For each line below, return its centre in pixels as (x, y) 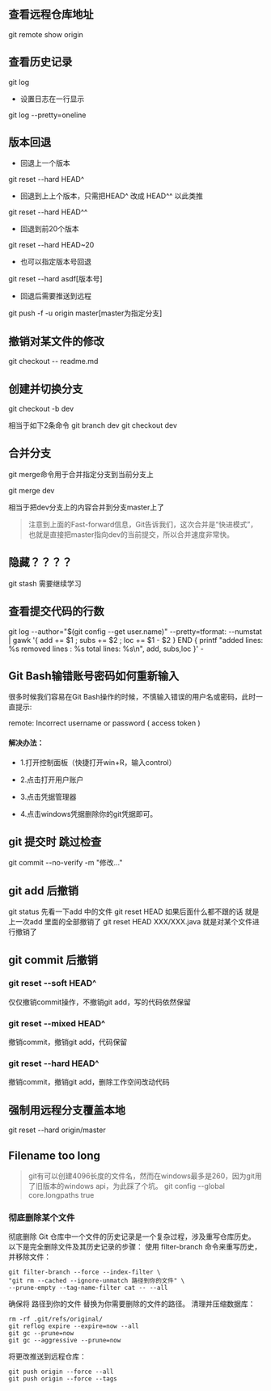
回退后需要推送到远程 (55, 296)
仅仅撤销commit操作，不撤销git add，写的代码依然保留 (100, 1002)
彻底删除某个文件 (42, 1217)
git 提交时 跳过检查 (55, 841)
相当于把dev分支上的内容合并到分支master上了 (86, 507)
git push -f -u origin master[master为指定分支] (85, 313)
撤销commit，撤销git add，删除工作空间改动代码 (89, 1082)
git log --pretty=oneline (47, 115)
